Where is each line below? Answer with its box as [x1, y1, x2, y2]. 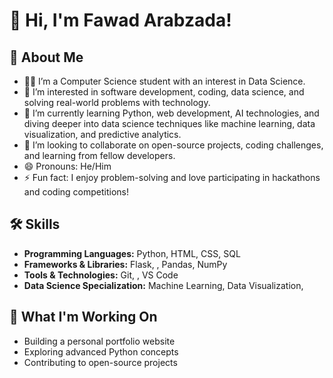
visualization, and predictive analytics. [23, 129, 182, 140]
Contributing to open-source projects [23, 356, 178, 368]
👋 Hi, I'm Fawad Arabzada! [9, 9, 232, 32]
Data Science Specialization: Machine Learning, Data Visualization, [23, 279, 304, 291]
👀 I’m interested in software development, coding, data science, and [23, 86, 305, 98]
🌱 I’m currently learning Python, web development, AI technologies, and [23, 107, 320, 119]
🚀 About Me [9, 49, 84, 66]
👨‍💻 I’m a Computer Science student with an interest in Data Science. [23, 75, 306, 87]
